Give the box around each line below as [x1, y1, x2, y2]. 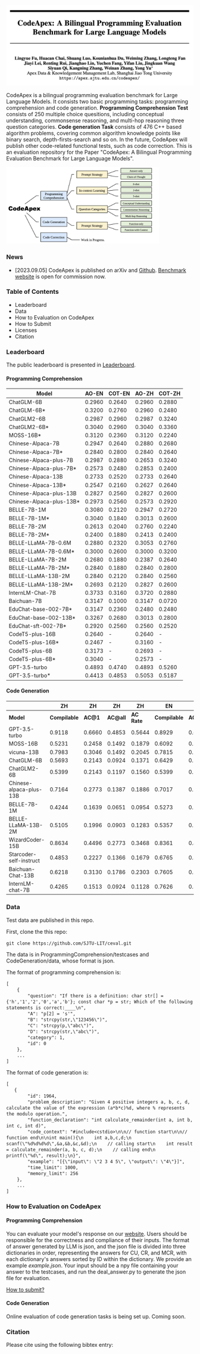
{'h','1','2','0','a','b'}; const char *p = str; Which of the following [6, 999, 193, 1005]
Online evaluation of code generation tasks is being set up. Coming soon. [6, 1313, 186, 1320]
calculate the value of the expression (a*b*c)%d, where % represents [6, 1105, 185, 1111]
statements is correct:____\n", [6, 1005, 86, 1011]
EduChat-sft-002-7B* [8, 622, 67, 629]
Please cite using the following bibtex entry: [6, 1341, 114, 1349]
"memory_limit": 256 [27, 1170, 79, 1176]
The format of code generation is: [6, 1069, 89, 1076]
